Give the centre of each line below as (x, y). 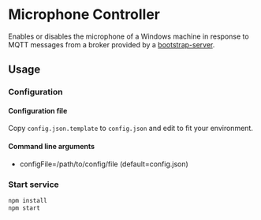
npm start (24, 208)
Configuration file (38, 110)
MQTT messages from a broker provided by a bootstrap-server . (112, 44)
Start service (34, 185)
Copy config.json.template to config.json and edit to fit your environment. (131, 129)
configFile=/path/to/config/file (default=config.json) (104, 164)
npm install (28, 200)
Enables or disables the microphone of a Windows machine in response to (129, 36)
